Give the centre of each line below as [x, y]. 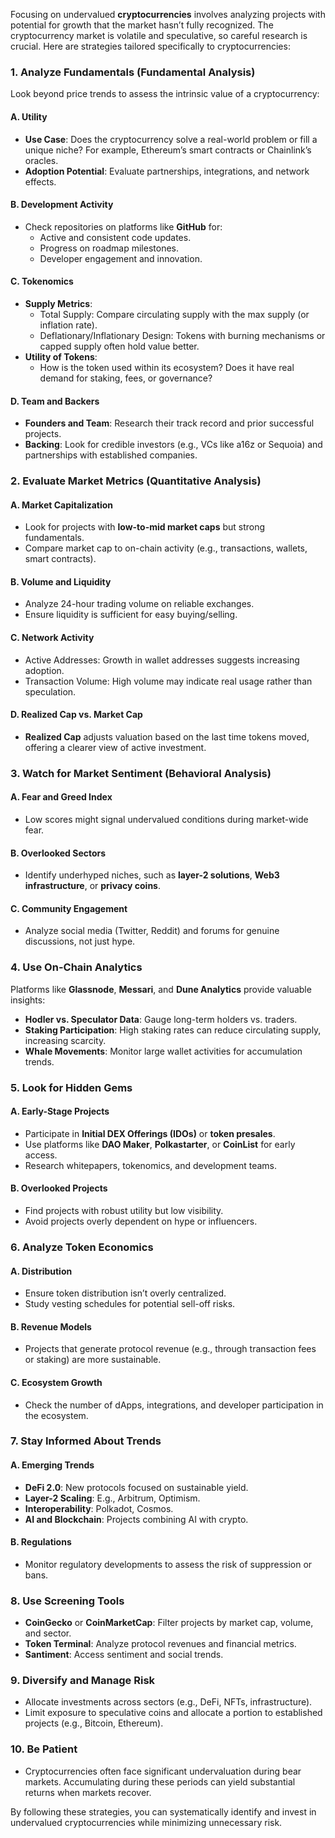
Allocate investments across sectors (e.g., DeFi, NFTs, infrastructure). [168, 1702]
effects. [40, 181]
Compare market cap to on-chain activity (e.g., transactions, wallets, [166, 548]
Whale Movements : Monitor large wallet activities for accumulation [163, 1051]
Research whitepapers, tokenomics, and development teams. [151, 1165]
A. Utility [29, 116]
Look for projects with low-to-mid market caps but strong [145, 527]
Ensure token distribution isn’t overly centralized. [125, 1293]
